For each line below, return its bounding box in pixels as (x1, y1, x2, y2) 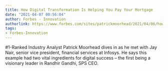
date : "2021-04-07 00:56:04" (5, 12, 66, 17)
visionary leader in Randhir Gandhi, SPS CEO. (5, 60, 98, 66)
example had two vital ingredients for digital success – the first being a (5, 55, 151, 60)
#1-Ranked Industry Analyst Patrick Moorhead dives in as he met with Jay (5, 44, 157, 50)
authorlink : (5, 21, 30, 26)
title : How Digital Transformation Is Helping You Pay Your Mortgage (5, 7, 153, 12)
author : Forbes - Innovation (5, 16, 66, 21)
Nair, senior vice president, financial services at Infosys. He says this (5, 49, 147, 55)
